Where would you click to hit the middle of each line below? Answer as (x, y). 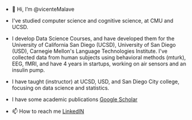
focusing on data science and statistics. (60, 88)
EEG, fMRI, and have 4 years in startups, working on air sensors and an (99, 64)
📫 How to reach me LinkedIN (48, 111)
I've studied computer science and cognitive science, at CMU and (92, 20)
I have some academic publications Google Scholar (75, 99)
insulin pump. (28, 70)
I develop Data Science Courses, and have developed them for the (93, 38)
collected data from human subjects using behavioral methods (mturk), (99, 57)
